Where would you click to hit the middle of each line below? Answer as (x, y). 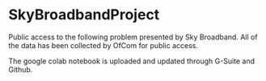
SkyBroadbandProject (84, 15)
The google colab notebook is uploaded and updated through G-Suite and (132, 61)
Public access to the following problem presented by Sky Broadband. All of (133, 37)
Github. (21, 69)
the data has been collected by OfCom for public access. (103, 45)
